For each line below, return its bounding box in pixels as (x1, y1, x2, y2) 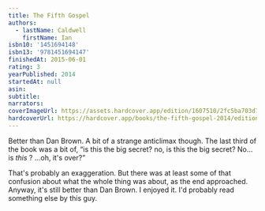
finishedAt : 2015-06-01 (8, 56, 87, 64)
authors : (8, 19, 37, 27)
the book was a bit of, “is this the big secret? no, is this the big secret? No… (8, 144, 253, 154)
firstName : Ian (22, 33, 73, 42)
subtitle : (8, 92, 41, 100)
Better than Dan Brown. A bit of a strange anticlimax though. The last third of (8, 136, 257, 145)
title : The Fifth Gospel (8, 11, 90, 20)
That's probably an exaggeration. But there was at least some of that (8, 168, 231, 178)
